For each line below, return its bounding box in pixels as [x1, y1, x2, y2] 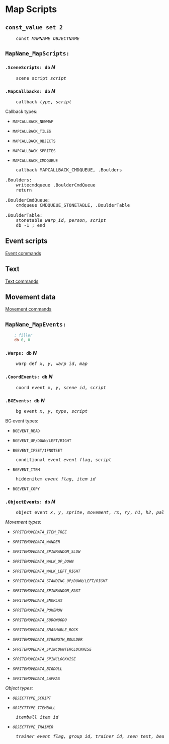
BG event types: [5, 417, 39, 424]
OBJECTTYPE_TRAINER [12, 725, 54, 730]
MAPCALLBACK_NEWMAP [12, 119, 54, 124]
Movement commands [5, 306, 52, 312]
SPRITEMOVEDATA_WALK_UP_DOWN [12, 559, 74, 564]
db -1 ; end [16, 222, 45, 228]
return [16, 187, 32, 193]
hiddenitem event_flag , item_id [16, 476, 96, 482]
